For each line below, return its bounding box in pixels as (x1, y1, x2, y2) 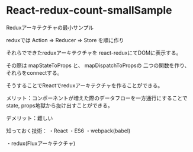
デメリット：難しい (6, 114, 53, 122)
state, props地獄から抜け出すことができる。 (6, 102, 114, 109)
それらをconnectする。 (6, 69, 63, 76)
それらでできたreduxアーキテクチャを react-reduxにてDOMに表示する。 (6, 49, 182, 56)
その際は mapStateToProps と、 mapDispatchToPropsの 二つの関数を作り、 (6, 62, 190, 69)
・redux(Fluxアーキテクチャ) (6, 140, 76, 147)
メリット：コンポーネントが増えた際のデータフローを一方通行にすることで (6, 94, 188, 102)
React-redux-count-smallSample (6, 4, 172, 17)
